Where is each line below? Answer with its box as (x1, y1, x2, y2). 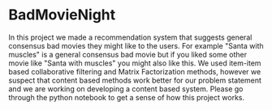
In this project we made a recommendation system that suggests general (8, 32, 253, 42)
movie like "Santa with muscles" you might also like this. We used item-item (8, 58, 261, 68)
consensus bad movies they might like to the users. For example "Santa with (8, 40, 264, 50)
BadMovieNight (8, 6, 116, 24)
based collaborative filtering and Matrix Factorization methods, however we (8, 66, 261, 76)
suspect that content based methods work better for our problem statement (8, 75, 262, 85)
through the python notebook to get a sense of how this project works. (8, 92, 245, 102)
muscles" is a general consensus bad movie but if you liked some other (8, 49, 248, 59)
